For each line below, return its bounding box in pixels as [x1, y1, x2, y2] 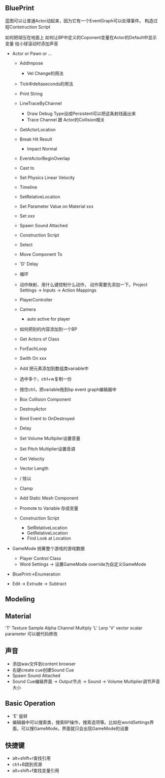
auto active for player [27, 316, 70, 322]
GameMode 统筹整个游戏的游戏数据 [12, 545, 85, 551]
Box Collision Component [19, 396, 71, 402]
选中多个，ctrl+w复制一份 [19, 376, 72, 382]
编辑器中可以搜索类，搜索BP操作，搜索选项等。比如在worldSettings [12, 719, 150, 725]
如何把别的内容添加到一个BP [19, 326, 77, 332]
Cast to [19, 165, 34, 171]
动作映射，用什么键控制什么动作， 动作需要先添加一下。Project [19, 282, 148, 288]
